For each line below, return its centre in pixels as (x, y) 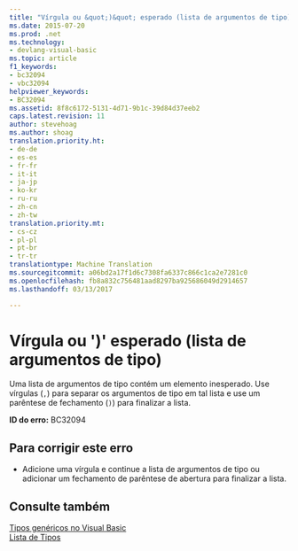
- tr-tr (24, 256)
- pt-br (24, 248)
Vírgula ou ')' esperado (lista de (128, 341)
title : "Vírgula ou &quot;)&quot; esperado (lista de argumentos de (138, 17)
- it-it (24, 174)
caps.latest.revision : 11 (57, 116)
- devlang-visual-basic (53, 50)
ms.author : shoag (41, 133)
